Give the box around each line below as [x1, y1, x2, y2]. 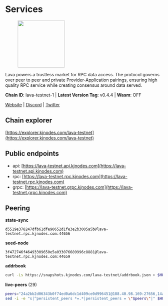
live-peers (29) [5, 282, 37, 288]
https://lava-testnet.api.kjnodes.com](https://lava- [22, 163, 126, 169]
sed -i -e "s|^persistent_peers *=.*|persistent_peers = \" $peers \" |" [5, 296, 155, 301]
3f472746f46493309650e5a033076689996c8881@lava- [5, 250, 108, 255]
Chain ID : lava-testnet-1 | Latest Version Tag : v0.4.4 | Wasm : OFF [5, 92, 141, 98]
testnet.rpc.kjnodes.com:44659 [5, 254, 70, 259]
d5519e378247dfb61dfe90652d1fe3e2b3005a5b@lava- [5, 227, 108, 232]
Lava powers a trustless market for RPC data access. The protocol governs [5, 71, 160, 77]
